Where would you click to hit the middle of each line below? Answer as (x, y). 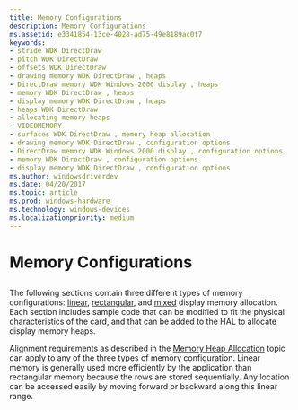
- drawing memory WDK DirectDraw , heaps (88, 76)
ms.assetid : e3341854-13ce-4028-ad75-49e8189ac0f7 (106, 34)
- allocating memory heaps (60, 118)
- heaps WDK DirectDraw (54, 109)
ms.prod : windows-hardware (60, 201)
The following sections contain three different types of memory (126, 293)
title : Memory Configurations (66, 17)
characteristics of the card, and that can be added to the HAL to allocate (143, 322)
